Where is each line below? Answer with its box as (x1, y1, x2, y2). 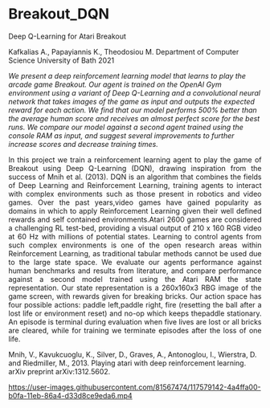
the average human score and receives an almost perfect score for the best (8, 113, 260, 123)
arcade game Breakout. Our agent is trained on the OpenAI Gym (8, 80, 223, 89)
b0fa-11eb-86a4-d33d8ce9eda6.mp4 (8, 390, 133, 400)
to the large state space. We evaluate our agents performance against (8, 257, 262, 267)
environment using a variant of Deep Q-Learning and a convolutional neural (8, 88, 261, 97)
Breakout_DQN (8, 5, 110, 23)
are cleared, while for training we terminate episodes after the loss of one (8, 325, 262, 335)
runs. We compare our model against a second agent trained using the (8, 122, 243, 132)
